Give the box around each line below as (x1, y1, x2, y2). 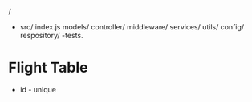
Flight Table (8, 59, 88, 76)
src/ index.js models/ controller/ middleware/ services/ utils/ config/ (19, 22, 245, 31)
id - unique (19, 84, 57, 94)
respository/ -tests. (19, 31, 83, 40)
